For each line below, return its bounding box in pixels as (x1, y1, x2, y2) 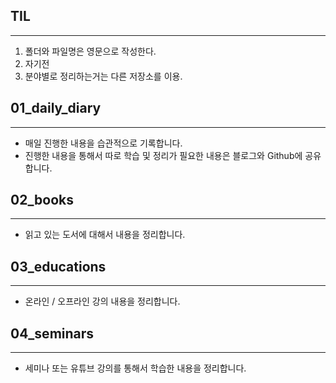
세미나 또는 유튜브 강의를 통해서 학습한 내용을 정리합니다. (24, 362, 247, 374)
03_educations (10, 258, 107, 275)
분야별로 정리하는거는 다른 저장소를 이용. (24, 70, 183, 82)
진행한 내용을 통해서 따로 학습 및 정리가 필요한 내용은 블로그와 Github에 (24, 149, 303, 161)
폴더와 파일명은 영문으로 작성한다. (24, 45, 157, 57)
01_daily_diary (10, 100, 102, 117)
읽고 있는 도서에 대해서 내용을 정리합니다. (24, 229, 186, 241)
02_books (10, 192, 75, 209)
